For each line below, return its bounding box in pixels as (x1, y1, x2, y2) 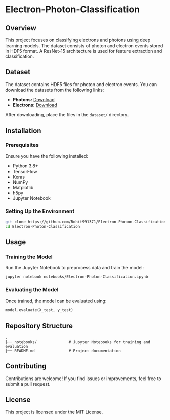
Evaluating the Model (5, 286, 59, 293)
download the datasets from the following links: (5, 87, 104, 93)
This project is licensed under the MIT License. (5, 409, 103, 415)
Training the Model (5, 253, 53, 260)
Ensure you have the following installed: (5, 153, 89, 159)
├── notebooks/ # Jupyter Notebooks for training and (5, 340, 151, 345)
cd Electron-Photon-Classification (5, 224, 80, 229)
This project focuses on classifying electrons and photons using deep (5, 37, 151, 43)
